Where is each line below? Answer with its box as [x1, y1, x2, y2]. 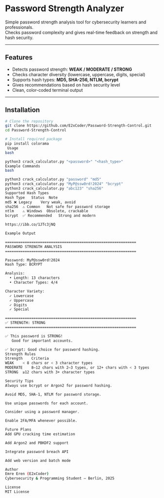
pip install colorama [5, 141, 49, 146]
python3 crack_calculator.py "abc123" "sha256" [5, 186, 104, 191]
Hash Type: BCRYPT [5, 262, 42, 267]
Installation [5, 106, 40, 114]
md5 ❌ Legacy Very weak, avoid [5, 200, 76, 205]
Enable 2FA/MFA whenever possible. [5, 418, 78, 423]
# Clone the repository [5, 119, 54, 124]
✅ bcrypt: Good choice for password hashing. [5, 347, 100, 352]
